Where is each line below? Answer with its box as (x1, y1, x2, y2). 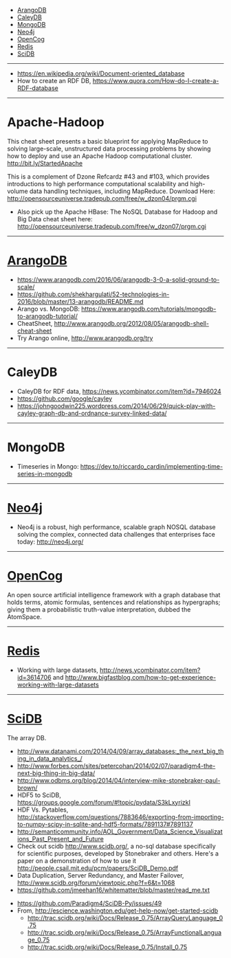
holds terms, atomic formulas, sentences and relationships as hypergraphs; (7, 598, 221, 606)
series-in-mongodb (16, 469, 73, 478)
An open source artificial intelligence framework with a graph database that (7, 590, 221, 599)
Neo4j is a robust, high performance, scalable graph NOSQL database (16, 522, 216, 531)
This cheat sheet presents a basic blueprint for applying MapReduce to (7, 137, 208, 145)
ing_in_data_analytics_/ (16, 754, 82, 762)
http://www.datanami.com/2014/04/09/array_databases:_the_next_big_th (16, 747, 224, 755)
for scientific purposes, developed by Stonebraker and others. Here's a (16, 849, 219, 858)
